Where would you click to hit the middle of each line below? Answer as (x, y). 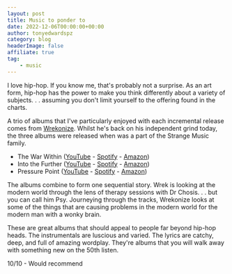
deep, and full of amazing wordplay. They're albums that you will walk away (116, 242)
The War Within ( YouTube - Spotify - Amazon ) (83, 156)
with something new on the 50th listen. (63, 250)
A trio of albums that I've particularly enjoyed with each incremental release (116, 121)
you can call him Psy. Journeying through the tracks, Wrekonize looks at (111, 200)
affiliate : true (31, 53)
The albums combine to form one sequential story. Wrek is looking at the (111, 184)
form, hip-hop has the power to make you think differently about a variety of (116, 92)
